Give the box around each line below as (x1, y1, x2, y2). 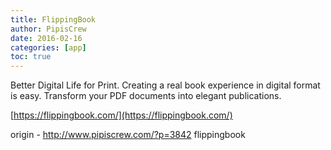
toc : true (10, 52, 52, 62)
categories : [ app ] (10, 42, 87, 53)
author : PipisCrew (10, 24, 87, 34)
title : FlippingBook (10, 14, 97, 25)
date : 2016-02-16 (10, 33, 83, 43)
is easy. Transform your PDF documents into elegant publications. (10, 90, 282, 102)
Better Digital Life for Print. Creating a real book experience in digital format (10, 79, 321, 91)
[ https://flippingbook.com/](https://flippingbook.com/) (10, 109, 233, 121)
